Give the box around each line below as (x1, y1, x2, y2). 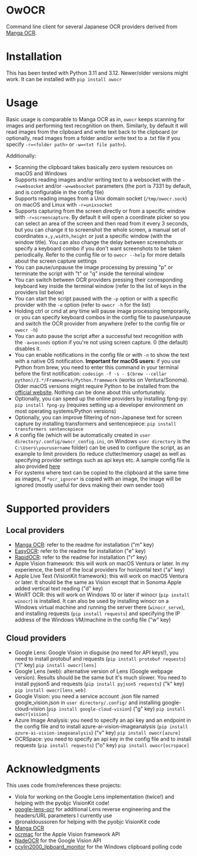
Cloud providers (6, 633, 66, 643)
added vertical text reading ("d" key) (14, 585, 103, 592)
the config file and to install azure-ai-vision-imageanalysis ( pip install (14, 722, 188, 730)
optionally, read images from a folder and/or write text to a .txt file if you (6, 134, 181, 141)
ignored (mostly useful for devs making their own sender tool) (14, 481, 165, 489)
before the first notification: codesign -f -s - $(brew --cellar (14, 370, 167, 377)
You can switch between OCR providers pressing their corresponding (14, 276, 183, 283)
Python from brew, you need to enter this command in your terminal (14, 363, 179, 371)
